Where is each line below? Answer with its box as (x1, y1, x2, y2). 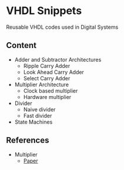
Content (6, 40, 37, 50)
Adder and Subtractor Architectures (14, 56, 102, 63)
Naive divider (23, 106, 56, 113)
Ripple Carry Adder (23, 62, 71, 69)
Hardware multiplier (23, 93, 72, 100)
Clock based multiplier (23, 87, 78, 94)
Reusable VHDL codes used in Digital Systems (6, 23, 119, 30)
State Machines (14, 118, 53, 125)
